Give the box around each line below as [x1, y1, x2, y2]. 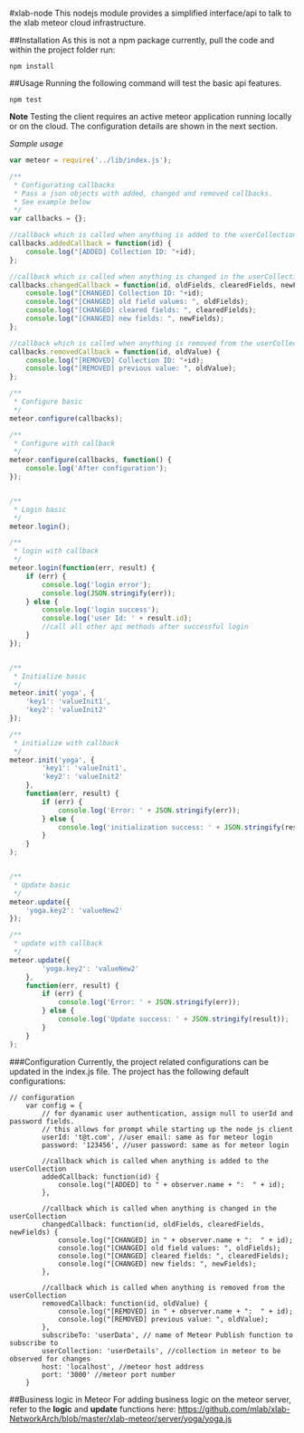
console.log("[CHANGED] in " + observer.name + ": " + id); [57, 1235, 294, 1245]
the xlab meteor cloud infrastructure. [9, 17, 147, 28]
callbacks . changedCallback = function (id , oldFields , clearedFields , [9, 280, 278, 289]
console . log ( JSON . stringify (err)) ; [42, 588, 176, 598]
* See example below [13, 197, 91, 206]
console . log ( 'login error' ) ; [42, 580, 152, 589]
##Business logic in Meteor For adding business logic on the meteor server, [9, 1393, 291, 1405]
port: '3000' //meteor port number [42, 1370, 176, 1379]
